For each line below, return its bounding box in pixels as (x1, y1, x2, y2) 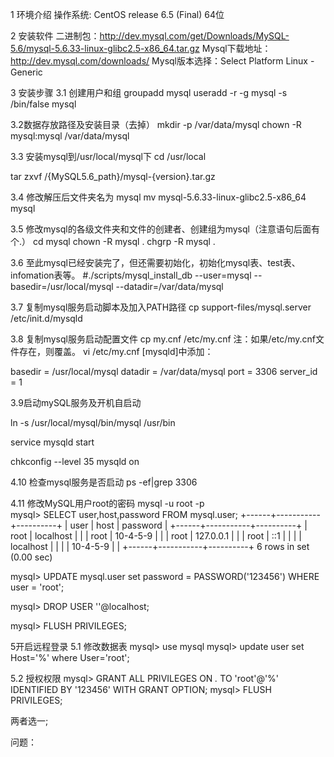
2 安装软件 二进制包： (10, 30, 100, 42)
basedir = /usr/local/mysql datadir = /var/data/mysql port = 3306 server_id (10, 366, 318, 377)
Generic (10, 66, 43, 78)
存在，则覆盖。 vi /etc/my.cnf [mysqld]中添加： (18, 346, 214, 357)
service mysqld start (10, 436, 95, 448)
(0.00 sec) (10, 551, 53, 563)
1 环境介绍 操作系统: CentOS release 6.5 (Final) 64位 (10, 9, 225, 20)
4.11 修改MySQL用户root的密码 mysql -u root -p (10, 498, 205, 509)
